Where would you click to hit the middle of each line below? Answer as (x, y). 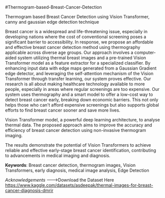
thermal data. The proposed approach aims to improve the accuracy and (79, 125)
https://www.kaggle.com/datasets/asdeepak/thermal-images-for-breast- (79, 185)
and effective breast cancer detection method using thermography (73, 47)
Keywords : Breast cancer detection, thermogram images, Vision (70, 165)
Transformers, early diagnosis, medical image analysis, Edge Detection (77, 170)
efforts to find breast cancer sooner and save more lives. (63, 110)
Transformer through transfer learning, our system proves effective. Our (78, 79)
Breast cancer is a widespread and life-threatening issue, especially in (76, 31)
